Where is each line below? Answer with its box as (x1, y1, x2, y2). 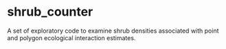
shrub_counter (7, 4, 93, 20)
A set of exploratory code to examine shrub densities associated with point (7, 27, 219, 35)
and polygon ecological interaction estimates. (7, 33, 136, 42)
